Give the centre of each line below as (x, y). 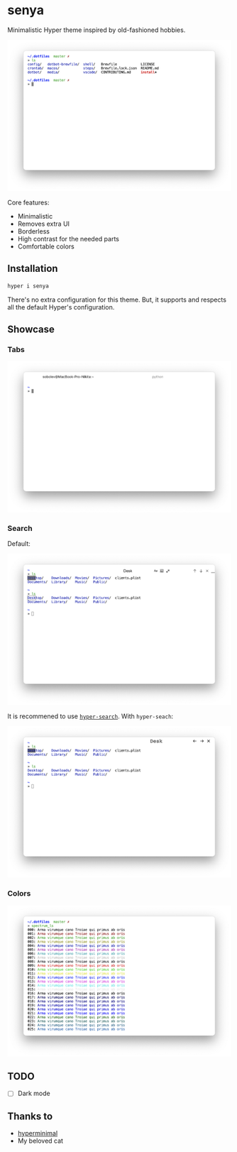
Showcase (31, 329)
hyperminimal (38, 1134)
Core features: (28, 202)
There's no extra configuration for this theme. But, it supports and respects (117, 300)
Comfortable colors (46, 246)
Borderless (33, 231)
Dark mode (34, 1093)
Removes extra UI (43, 224)
